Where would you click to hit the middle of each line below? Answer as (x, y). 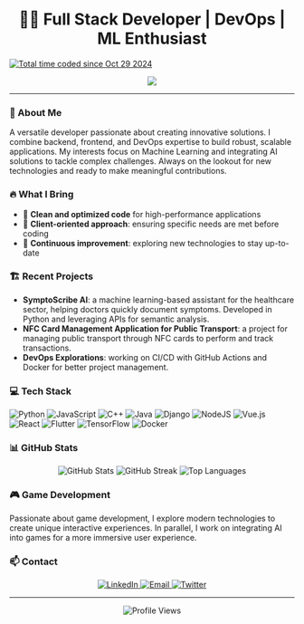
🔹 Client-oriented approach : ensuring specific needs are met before (151, 224)
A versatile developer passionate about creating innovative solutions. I (140, 132)
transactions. (47, 348)
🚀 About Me (36, 112)
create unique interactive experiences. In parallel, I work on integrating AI (146, 528)
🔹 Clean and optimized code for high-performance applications (142, 214)
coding (36, 233)
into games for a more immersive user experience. (103, 537)
